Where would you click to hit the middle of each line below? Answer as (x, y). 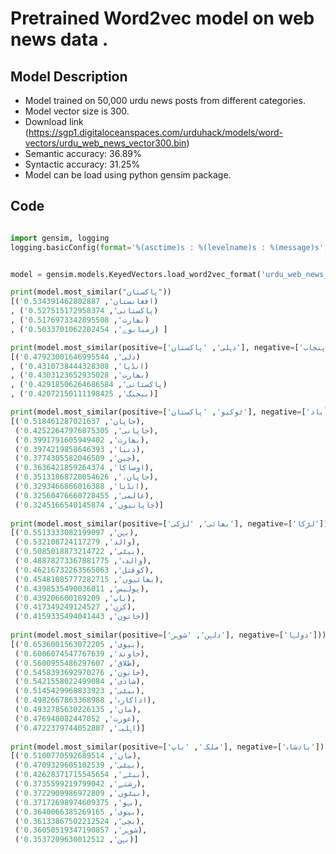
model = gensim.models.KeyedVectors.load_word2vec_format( (136, 274)
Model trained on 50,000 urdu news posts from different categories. (165, 100)
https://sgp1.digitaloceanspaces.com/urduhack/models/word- (156, 132)
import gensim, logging (60, 238)
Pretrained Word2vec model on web (162, 18)
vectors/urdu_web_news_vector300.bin (105, 143)
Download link (54, 121)
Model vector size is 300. (77, 111)
